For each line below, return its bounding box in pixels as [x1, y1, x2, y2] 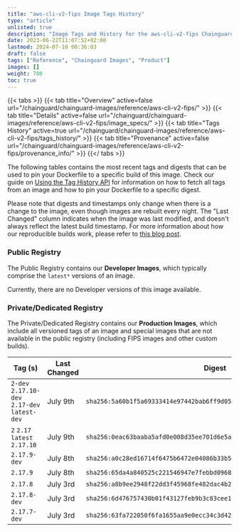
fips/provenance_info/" [7, 149, 75, 157]
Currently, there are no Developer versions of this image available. [7, 285, 201, 293]
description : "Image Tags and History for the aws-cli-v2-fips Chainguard [7, 30, 234, 38]
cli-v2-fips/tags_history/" [7, 134, 82, 142]
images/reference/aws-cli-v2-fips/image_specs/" [7, 119, 153, 127]
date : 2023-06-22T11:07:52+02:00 [7, 37, 107, 44]
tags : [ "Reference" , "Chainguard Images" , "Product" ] [7, 57, 171, 64]
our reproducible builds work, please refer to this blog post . [7, 229, 181, 239]
